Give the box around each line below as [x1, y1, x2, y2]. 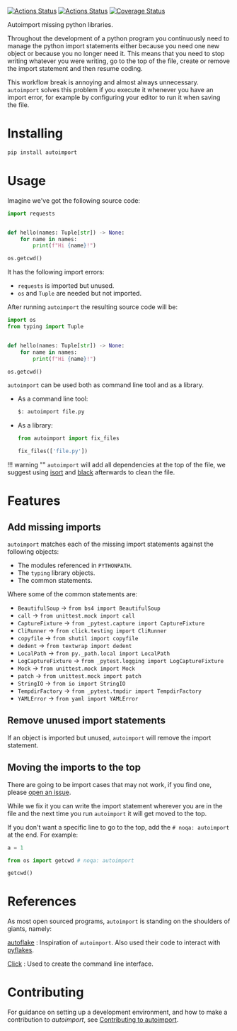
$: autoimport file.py [17, 408, 85, 416]
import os [7, 316, 37, 324]
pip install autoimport [7, 149, 78, 156]
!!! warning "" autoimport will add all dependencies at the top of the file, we [7, 461, 226, 469]
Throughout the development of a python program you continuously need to [7, 34, 230, 43]
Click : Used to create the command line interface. [7, 959, 154, 968]
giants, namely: [7, 925, 52, 933]
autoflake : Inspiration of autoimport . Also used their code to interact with [7, 938, 221, 947]
